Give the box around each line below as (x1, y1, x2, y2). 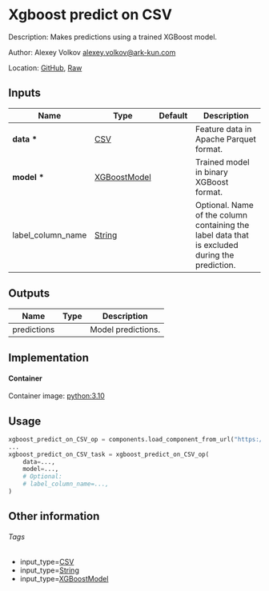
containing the (195, 219, 250, 230)
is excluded (195, 239, 239, 250)
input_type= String (19, 565, 80, 575)
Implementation (8, 350, 90, 365)
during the (195, 250, 235, 261)
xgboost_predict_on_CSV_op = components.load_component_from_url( (8, 435, 235, 443)
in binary (195, 166, 228, 178)
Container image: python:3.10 (8, 391, 106, 401)
